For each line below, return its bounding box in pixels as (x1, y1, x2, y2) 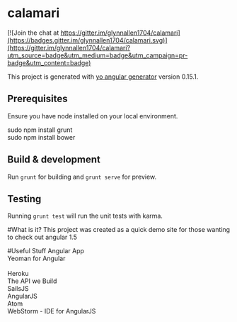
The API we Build (7, 277, 57, 285)
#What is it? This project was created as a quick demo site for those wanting (7, 226, 231, 234)
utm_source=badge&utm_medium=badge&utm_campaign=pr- (7, 51, 188, 60)
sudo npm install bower (7, 133, 76, 141)
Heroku (7, 270, 29, 278)
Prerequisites (7, 93, 68, 105)
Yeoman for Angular (7, 254, 66, 263)
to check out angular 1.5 (7, 233, 78, 242)
